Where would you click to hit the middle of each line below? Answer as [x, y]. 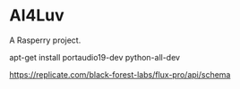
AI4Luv [37, 16]
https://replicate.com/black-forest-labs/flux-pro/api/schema [120, 74]
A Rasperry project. [45, 40]
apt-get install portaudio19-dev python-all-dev [95, 57]
